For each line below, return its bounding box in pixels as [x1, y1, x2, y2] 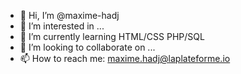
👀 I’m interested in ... [19, 20, 105, 32]
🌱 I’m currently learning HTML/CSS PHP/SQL [19, 31, 205, 42]
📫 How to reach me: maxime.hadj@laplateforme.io [19, 53, 231, 64]
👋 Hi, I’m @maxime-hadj [19, 10, 120, 21]
